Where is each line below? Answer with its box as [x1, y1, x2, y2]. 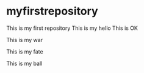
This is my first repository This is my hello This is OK [6, 24, 139, 32]
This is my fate [6, 47, 44, 55]
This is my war [6, 36, 43, 43]
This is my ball [6, 60, 43, 67]
